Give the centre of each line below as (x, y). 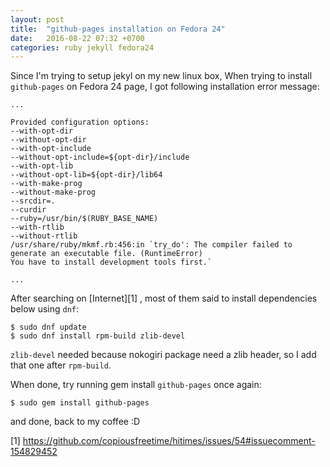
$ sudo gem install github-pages (80, 403)
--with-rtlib (37, 227)
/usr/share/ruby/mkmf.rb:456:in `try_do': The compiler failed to (151, 245)
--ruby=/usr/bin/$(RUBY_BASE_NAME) (84, 219)
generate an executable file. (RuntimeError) (106, 254)
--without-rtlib (44, 236)
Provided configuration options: (80, 122)
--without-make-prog (53, 192)
